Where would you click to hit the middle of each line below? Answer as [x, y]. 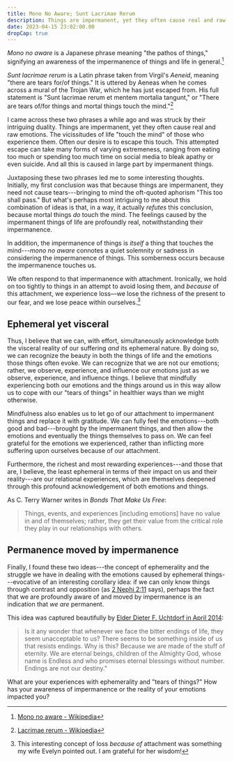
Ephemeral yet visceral [58, 324]
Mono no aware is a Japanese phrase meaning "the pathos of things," [108, 53]
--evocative [24, 582]
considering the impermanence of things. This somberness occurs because [116, 257]
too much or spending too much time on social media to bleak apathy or [110, 156]
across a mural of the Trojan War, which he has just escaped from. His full [113, 90]
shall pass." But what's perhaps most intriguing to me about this [99, 200]
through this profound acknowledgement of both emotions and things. [108, 486]
